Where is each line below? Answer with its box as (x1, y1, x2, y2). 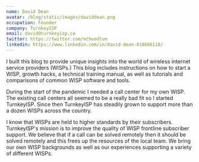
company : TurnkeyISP (6, 25, 58, 31)
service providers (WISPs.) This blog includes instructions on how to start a (6, 64, 191, 71)
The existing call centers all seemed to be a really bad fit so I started (6, 94, 173, 101)
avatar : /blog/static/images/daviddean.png (6, 14, 116, 20)
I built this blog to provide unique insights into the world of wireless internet (6, 57, 191, 65)
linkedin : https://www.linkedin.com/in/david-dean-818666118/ (6, 42, 163, 48)
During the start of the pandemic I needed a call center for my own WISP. (6, 88, 185, 95)
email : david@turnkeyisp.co (6, 31, 76, 37)
